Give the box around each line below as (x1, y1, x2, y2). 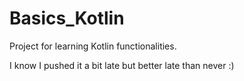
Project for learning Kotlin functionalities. (9, 40, 177, 52)
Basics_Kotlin (9, 7, 125, 30)
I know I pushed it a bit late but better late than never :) (9, 59, 235, 71)
